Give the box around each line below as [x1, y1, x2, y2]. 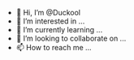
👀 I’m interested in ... [15, 16, 85, 26]
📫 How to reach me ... [15, 43, 92, 52]
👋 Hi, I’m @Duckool [15, 8, 81, 17]
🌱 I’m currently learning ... [15, 25, 103, 34]
